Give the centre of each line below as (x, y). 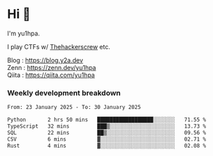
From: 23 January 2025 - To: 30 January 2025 (74, 107)
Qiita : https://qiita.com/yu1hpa (51, 75)
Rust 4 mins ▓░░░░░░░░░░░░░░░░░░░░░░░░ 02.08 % (107, 146)
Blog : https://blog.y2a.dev (45, 60)
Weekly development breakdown (64, 93)
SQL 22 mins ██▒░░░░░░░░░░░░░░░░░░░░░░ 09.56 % (107, 132)
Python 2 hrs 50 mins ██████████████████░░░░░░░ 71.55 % (107, 120)
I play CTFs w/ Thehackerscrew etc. (59, 46)
